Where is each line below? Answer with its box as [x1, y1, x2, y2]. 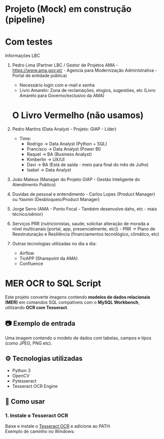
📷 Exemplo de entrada [5, 320, 76, 328]
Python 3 [12, 367, 31, 373]
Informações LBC [5, 53, 40, 59]
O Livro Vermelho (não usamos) [12, 110, 144, 121]
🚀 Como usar [5, 397, 45, 406]
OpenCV [12, 373, 30, 379]
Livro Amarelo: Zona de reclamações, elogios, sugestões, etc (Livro [19, 88, 156, 93]
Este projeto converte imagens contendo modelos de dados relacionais [5, 294, 151, 300]
